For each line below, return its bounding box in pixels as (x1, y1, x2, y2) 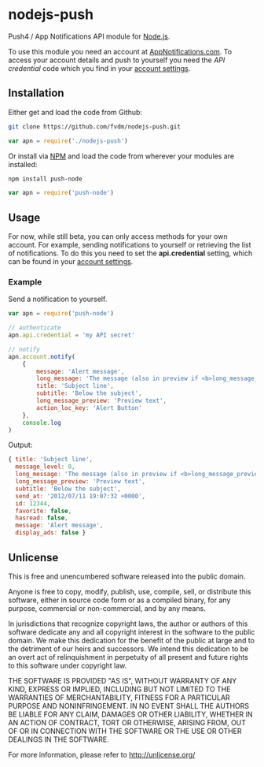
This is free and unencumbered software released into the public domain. (8, 572, 246, 581)
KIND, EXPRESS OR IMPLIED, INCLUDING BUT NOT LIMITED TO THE (8, 684, 231, 694)
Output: (8, 440, 33, 450)
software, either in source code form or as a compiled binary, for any (8, 595, 231, 605)
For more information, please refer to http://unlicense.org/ (8, 750, 196, 759)
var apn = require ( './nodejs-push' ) (8, 136, 128, 145)
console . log (22, 419, 61, 426)
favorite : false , (15, 507, 72, 515)
